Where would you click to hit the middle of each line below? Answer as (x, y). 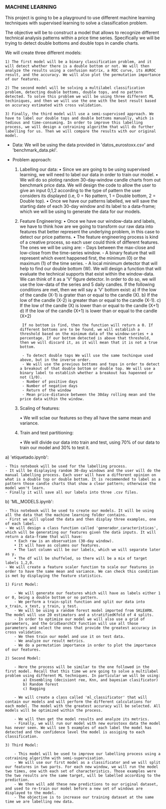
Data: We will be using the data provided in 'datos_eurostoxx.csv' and (83, 145)
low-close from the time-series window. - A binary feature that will (87, 253)
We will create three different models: (43, 53)
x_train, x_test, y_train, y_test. (42, 607)
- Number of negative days (50, 386)
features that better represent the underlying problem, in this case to (90, 232)
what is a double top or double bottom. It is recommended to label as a (83, 479)
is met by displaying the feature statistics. (54, 576)
